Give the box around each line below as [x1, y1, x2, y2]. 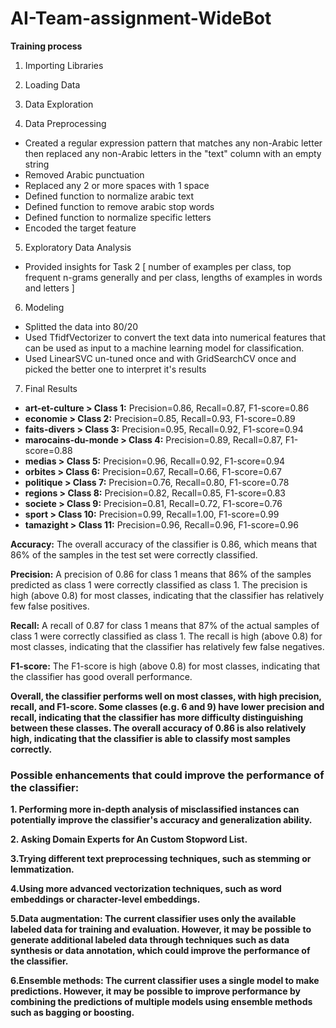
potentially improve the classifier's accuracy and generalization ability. [10, 814, 313, 826]
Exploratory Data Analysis [24, 241, 132, 253]
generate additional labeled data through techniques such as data [10, 934, 290, 946]
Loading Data [24, 78, 81, 91]
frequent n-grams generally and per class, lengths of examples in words [24, 271, 323, 283]
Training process [10, 40, 83, 52]
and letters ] [24, 282, 75, 294]
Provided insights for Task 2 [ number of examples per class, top [24, 260, 292, 272]
